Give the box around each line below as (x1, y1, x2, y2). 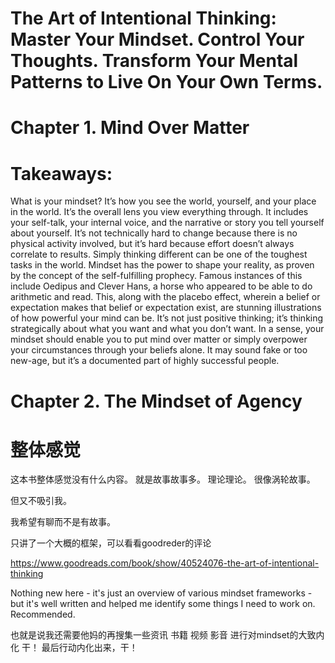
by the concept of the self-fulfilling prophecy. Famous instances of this (10, 270, 303, 282)
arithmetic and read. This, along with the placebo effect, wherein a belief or (10, 291, 321, 303)
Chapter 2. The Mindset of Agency (10, 390, 303, 412)
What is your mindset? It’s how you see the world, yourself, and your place (10, 195, 317, 207)
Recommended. (10, 608, 76, 621)
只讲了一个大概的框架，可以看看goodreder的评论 (10, 537, 212, 549)
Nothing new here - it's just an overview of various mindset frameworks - (10, 587, 313, 599)
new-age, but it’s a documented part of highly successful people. (10, 355, 280, 367)
